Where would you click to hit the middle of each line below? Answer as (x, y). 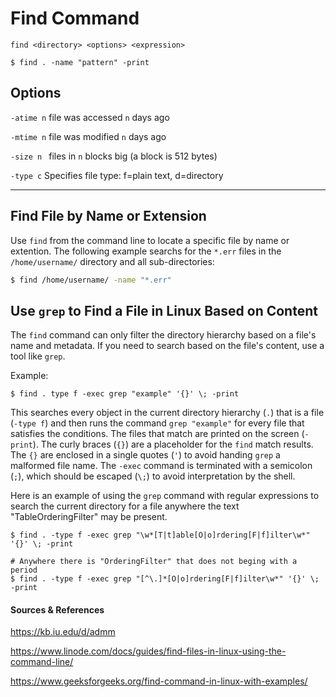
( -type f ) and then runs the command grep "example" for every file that (157, 423)
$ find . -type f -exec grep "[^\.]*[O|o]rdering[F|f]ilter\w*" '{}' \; (165, 579)
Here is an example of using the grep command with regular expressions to (165, 496)
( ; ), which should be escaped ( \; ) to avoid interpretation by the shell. (153, 476)
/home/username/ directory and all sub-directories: (112, 261)
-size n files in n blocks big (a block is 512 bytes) (114, 156)
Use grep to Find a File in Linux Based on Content (164, 310)
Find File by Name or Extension (108, 216)
